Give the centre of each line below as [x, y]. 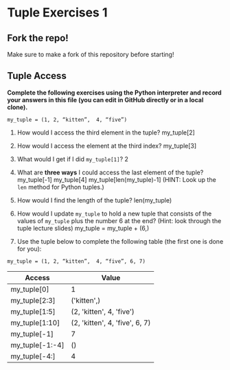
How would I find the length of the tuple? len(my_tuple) [94, 200]
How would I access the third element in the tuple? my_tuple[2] [106, 132]
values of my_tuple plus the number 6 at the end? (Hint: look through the [119, 220]
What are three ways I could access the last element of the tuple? [110, 172]
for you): [29, 248]
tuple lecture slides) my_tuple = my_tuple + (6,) [83, 228]
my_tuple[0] [30, 289]
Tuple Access [37, 76]
